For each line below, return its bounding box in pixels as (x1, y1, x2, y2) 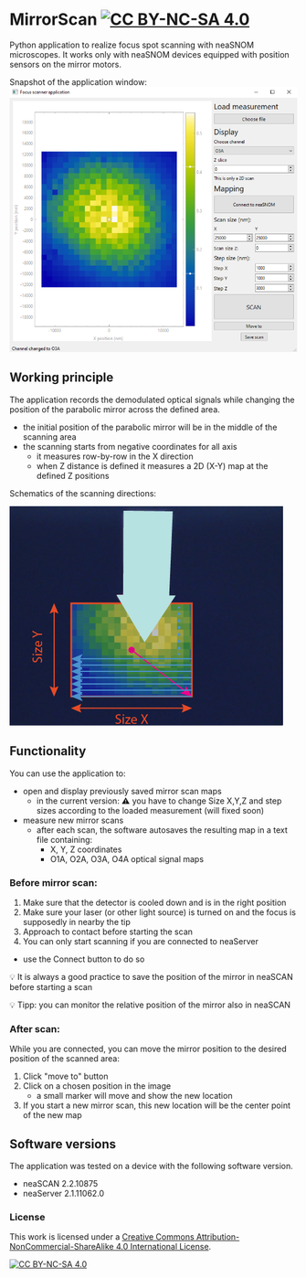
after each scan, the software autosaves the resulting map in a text (36, 824, 288, 836)
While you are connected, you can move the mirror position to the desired (9, 1043, 287, 1055)
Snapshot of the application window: (9, 76, 148, 87)
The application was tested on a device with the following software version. (9, 1161, 294, 1172)
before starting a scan (9, 981, 93, 992)
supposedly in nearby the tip (22, 916, 131, 927)
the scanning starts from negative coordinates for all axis (22, 441, 237, 452)
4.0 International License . (115, 1241, 212, 1252)
